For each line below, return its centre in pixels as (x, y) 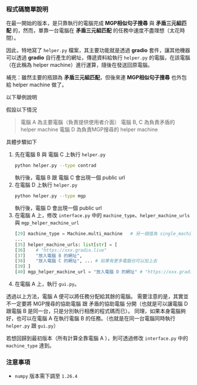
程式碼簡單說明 (27, 9)
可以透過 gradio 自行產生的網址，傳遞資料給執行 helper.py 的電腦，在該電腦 (98, 58)
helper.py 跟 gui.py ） (33, 326)
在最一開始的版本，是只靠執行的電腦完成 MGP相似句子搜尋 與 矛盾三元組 (94, 23)
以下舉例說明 (21, 97)
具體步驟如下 (21, 142)
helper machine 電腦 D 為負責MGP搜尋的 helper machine (89, 130)
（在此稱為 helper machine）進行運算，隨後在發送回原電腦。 (79, 65)
